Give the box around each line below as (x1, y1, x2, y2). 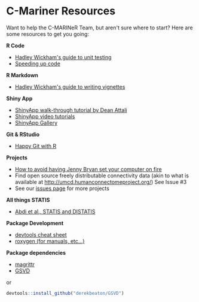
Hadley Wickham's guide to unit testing (14, 53, 112, 61)
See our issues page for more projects (14, 185, 109, 192)
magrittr (14, 261, 35, 268)
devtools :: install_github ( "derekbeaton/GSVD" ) (6, 290, 124, 296)
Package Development (6, 219, 64, 226)
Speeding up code (14, 60, 61, 67)
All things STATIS (6, 196, 50, 203)
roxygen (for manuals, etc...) (14, 237, 85, 244)
